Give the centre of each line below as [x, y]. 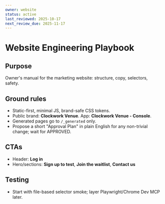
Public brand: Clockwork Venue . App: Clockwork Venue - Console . [82, 116]
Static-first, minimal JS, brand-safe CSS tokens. [61, 111]
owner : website [21, 10]
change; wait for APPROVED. [42, 132]
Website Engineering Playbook [70, 48]
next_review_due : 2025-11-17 [35, 23]
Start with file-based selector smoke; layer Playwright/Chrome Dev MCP [86, 192]
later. [18, 197]
